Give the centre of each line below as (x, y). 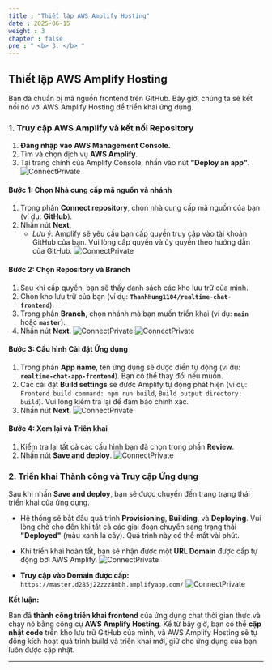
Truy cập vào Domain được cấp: (74, 575)
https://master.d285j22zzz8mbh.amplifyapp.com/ (102, 585)
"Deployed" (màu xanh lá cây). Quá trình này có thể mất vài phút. (130, 536)
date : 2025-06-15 (39, 23)
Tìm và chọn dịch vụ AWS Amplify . (79, 154)
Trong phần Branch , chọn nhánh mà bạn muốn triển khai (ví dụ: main (134, 314)
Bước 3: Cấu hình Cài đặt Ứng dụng (68, 349)
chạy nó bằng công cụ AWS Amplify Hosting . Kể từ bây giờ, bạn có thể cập (135, 624)
